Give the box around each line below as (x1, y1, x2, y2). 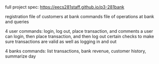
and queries (5, 19, 29, 24)
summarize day (5, 53, 36, 59)
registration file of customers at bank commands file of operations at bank (5, 14, 155, 19)
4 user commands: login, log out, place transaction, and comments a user (5, 28, 153, 34)
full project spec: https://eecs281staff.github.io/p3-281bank (5, 4, 124, 10)
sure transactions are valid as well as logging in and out (5, 39, 117, 44)
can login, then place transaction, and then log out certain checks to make (5, 34, 155, 39)
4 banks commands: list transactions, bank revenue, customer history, (5, 48, 146, 54)
